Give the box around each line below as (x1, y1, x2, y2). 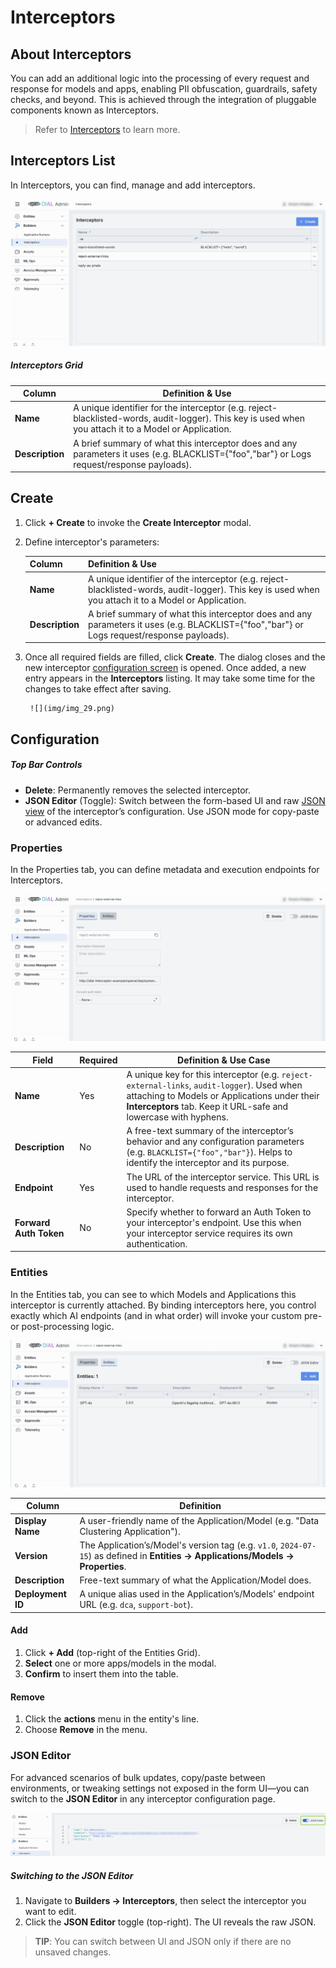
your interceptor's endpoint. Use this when (126, 1216, 302, 1228)
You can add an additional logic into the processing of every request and (10, 72, 310, 84)
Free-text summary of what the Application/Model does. (79, 1574, 312, 1586)
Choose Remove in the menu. (24, 1724, 148, 1736)
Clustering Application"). (79, 1525, 181, 1537)
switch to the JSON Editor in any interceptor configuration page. (10, 1792, 276, 1805)
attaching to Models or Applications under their (126, 1090, 320, 1102)
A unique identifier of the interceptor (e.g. (87, 572, 258, 585)
